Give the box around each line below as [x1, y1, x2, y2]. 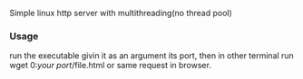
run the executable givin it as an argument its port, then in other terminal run [9, 50, 295, 61]
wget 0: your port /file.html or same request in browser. [9, 60, 211, 71]
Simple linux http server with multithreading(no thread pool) [9, 8, 233, 18]
